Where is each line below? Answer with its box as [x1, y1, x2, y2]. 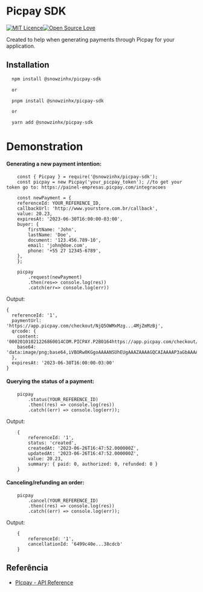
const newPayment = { [17, 195, 71, 201]
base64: [17, 344, 36, 350]
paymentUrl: [11, 317, 42, 324]
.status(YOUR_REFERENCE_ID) [28, 396, 98, 402]
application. [6, 42, 36, 50]
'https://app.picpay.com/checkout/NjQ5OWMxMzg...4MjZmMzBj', [6, 323, 164, 329]
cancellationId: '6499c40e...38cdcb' [28, 541, 123, 547]
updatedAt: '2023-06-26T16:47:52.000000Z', [28, 450, 139, 457]
